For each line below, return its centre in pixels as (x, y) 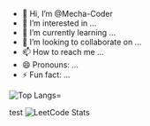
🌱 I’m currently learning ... (69, 32)
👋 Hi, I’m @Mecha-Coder (67, 14)
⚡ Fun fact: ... (46, 75)
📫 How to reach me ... (63, 52)
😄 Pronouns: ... (50, 65)
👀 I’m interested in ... (59, 23)
